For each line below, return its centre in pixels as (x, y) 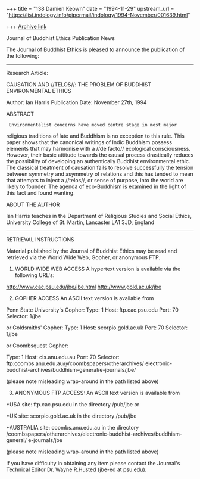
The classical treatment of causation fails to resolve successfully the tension (100, 167)
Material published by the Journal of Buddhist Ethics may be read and (92, 251)
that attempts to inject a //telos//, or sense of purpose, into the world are (95, 180)
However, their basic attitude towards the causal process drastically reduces (100, 155)
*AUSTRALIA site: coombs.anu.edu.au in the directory (73, 427)
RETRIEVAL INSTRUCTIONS (40, 240)
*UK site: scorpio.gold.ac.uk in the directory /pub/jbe (71, 416)
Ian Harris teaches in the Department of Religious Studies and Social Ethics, (99, 216)
